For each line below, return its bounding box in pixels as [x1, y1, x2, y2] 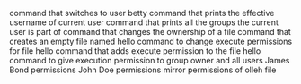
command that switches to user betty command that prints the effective [9, 8, 275, 18]
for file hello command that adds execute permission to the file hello [9, 46, 261, 56]
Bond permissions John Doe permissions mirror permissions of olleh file [9, 64, 277, 75]
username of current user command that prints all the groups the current [9, 17, 279, 28]
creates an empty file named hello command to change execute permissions [9, 36, 293, 46]
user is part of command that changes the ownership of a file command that [9, 27, 292, 37]
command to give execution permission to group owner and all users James [9, 55, 290, 65]
